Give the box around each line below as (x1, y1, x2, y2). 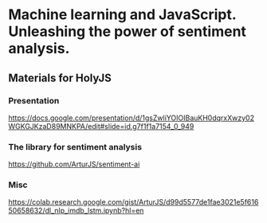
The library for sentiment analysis (8, 141, 142, 152)
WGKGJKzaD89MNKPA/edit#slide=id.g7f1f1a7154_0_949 (8, 121, 194, 131)
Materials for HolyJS (8, 71, 112, 84)
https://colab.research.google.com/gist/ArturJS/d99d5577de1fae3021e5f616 (8, 198, 259, 207)
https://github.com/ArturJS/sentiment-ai (8, 159, 140, 169)
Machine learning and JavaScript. (8, 6, 237, 24)
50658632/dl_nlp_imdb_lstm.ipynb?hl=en (8, 205, 144, 216)
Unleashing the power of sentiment (8, 22, 247, 41)
